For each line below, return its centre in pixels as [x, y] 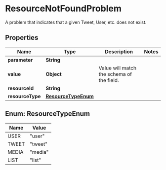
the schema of [115, 74]
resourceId [21, 88]
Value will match [118, 68]
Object [54, 74]
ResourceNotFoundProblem [63, 9]
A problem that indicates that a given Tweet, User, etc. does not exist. [76, 22]
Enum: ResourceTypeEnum [48, 114]
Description [119, 51]
